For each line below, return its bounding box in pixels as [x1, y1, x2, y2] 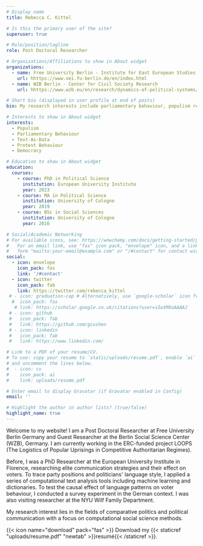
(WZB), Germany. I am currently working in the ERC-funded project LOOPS [6, 440, 192, 447]
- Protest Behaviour [11, 142, 63, 148]
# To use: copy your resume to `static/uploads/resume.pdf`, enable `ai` [6, 355, 196, 361]
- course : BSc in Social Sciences [17, 209, 104, 215]
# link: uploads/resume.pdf [6, 377, 85, 383]
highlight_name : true [6, 411, 61, 417]
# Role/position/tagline [6, 42, 69, 48]
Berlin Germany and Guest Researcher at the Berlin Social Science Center [6, 433, 190, 440]
